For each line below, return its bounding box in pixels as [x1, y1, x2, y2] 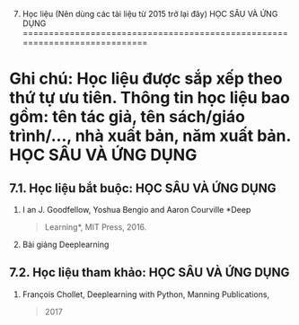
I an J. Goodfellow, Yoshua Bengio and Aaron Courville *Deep [22, 205, 251, 215]
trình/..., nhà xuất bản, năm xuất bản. [9, 126, 292, 146]
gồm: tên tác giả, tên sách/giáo [9, 107, 245, 127]
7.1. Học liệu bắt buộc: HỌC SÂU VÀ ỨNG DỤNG [9, 180, 277, 196]
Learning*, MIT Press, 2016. [44, 222, 147, 233]
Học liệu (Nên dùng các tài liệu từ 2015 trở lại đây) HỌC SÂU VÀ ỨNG [22, 9, 278, 19]
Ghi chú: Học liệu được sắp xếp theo [9, 68, 283, 89]
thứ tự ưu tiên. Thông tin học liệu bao [9, 88, 290, 108]
